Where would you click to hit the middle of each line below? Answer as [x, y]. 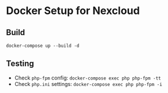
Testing [20, 63]
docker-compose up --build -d [43, 46]
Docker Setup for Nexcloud [73, 11]
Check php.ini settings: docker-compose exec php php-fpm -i [88, 84]
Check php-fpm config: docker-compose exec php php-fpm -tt [88, 78]
